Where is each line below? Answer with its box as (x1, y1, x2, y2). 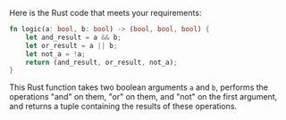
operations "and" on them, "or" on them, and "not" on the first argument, (9, 92, 278, 102)
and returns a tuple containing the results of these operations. (9, 101, 238, 112)
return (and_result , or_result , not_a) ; (25, 58, 178, 67)
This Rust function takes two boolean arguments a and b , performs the (9, 82, 268, 92)
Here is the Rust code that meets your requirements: (9, 8, 202, 18)
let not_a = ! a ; (25, 49, 87, 59)
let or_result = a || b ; (25, 41, 118, 50)
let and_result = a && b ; (25, 33, 122, 42)
